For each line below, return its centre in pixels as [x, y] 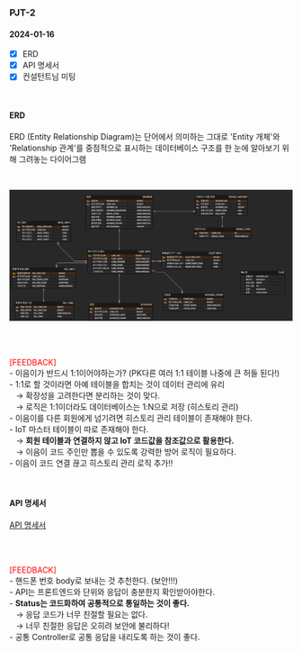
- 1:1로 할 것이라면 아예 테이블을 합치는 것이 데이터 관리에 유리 [117, 384]
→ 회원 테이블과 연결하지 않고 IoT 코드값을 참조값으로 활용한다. [125, 441]
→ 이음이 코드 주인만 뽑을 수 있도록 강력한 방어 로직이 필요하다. [126, 452]
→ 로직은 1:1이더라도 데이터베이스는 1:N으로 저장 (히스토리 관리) [127, 407]
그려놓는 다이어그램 [53, 158]
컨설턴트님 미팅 [49, 77]
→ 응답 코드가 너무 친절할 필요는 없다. [82, 614]
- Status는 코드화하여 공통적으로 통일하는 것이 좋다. [100, 603]
